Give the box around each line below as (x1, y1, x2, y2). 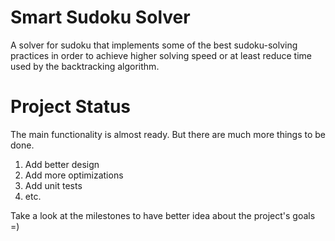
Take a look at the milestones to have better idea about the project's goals (10, 209, 316, 221)
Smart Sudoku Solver (10, 6, 191, 29)
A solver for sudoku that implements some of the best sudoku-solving (10, 39, 298, 51)
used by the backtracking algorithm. (10, 60, 160, 72)
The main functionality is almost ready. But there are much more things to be (10, 128, 327, 140)
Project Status (10, 96, 132, 118)
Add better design (24, 158, 100, 170)
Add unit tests (24, 179, 83, 191)
